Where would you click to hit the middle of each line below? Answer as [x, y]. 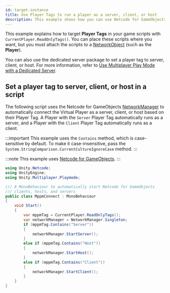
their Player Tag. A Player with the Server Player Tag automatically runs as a [84, 118]
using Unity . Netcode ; [28, 168]
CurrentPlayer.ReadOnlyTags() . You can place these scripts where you [79, 39]
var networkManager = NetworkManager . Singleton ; [76, 220]
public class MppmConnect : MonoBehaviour [51, 196]
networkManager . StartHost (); [63, 253]
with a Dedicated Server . [31, 71]
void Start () [28, 206]
